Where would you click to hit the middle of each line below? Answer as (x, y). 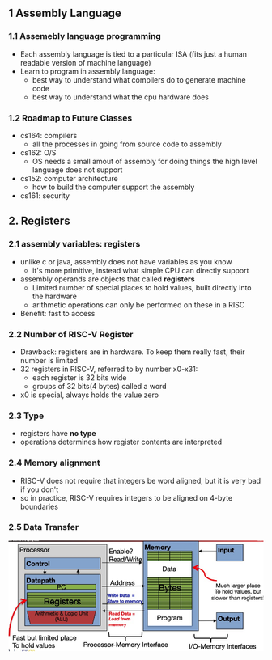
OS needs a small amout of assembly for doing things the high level (144, 161)
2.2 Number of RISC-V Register (71, 334)
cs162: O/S (38, 152)
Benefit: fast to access (57, 313)
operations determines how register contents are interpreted (121, 442)
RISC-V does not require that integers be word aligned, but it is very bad (140, 480)
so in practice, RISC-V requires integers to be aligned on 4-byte (126, 497)
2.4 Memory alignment (55, 463)
